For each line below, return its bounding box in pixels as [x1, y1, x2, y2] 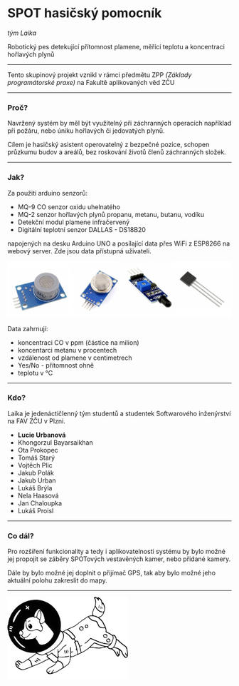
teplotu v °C [17, 368, 53, 377]
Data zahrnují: [7, 324, 48, 333]
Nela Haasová [17, 491, 59, 500]
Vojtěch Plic [17, 460, 53, 469]
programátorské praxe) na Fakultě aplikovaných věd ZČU [7, 78, 175, 86]
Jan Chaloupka [17, 498, 63, 508]
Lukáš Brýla [17, 483, 53, 492]
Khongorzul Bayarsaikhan [17, 438, 94, 447]
